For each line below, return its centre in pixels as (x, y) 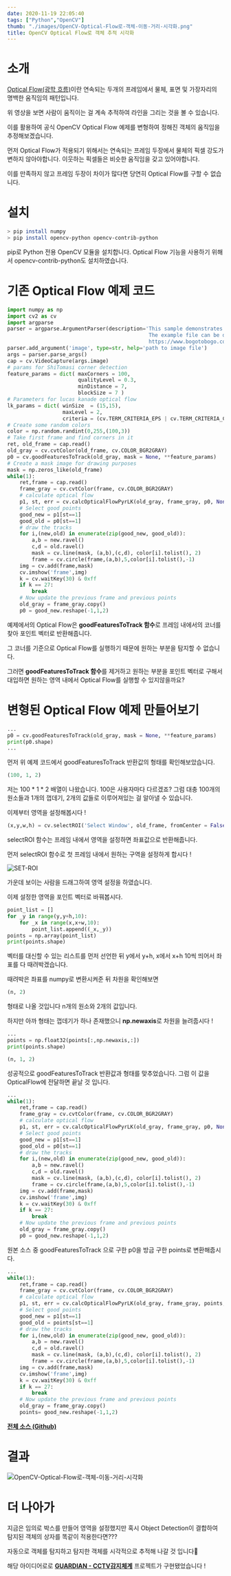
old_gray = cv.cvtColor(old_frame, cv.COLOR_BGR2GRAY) (87, 451)
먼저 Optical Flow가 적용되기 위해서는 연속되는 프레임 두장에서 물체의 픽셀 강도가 (115, 151)
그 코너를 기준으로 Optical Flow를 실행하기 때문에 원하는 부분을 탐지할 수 (104, 647)
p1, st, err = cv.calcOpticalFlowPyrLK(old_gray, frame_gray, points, (123, 1304)
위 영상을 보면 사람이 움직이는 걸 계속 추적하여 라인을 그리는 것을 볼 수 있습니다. (113, 113)
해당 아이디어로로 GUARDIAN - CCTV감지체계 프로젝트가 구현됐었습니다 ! (107, 1566)
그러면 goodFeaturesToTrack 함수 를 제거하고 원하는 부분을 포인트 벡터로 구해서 (115, 671)
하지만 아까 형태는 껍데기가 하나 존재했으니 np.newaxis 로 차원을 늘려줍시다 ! (110, 1021)
